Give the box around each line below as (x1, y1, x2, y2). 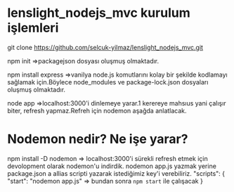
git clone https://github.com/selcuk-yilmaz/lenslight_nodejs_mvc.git (7, 43, 204, 51)
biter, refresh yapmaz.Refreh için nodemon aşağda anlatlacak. (7, 106, 188, 115)
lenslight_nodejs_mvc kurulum (7, 5, 191, 21)
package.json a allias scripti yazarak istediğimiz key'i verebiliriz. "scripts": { (7, 169, 226, 177)
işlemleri (7, 20, 59, 36)
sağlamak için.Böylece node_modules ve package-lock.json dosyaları (7, 77, 209, 86)
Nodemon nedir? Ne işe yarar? (7, 132, 188, 147)
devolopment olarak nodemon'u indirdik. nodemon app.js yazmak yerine (7, 162, 216, 170)
